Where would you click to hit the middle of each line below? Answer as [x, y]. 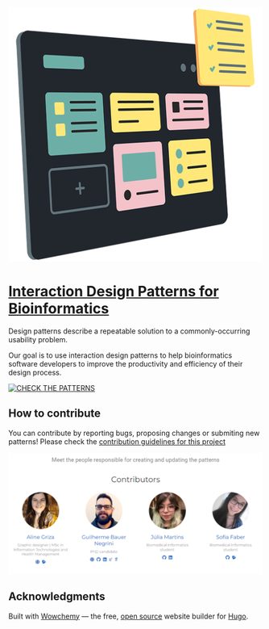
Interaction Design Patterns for [114, 292]
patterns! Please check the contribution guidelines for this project [117, 441]
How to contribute [55, 414]
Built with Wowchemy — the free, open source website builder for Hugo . [128, 616]
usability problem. [38, 339]
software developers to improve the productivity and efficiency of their [126, 363]
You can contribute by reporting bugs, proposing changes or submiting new [134, 433]
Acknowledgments [57, 597]
